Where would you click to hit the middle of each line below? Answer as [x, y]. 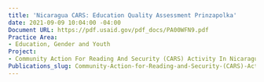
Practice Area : [33, 37]
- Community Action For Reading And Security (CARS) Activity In [117, 59]
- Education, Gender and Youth [59, 45]
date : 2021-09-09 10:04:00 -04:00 [65, 23]
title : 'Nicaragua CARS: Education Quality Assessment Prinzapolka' [123, 15]
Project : [22, 52]
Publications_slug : [40, 66]
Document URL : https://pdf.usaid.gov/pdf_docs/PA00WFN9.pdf [109, 30]
